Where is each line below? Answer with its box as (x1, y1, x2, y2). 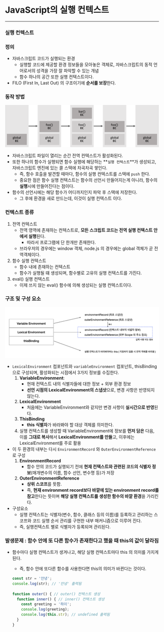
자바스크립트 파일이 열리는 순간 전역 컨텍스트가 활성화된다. (12, 153, 123, 159)
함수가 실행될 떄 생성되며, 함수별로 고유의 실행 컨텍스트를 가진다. (19, 270, 142, 276)
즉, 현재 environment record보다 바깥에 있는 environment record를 (26, 487, 159, 493)
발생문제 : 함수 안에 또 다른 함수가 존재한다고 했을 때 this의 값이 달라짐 (5, 537, 159, 544)
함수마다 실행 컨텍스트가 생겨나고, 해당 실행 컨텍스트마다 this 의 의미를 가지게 (12, 549, 159, 555)
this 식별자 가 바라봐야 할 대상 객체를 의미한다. (26, 421, 114, 428)
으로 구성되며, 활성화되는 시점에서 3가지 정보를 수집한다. (12, 370, 120, 375)
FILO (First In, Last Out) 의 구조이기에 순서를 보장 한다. (12, 80, 116, 86)
